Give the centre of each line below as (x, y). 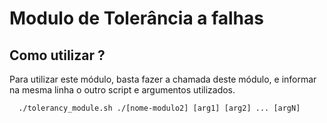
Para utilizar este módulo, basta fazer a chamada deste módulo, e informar (163, 79)
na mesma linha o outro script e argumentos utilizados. (122, 90)
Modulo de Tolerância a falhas (136, 18)
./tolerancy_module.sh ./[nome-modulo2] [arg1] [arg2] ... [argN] (159, 108)
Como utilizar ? (57, 55)
